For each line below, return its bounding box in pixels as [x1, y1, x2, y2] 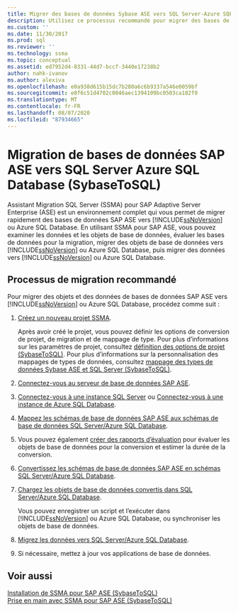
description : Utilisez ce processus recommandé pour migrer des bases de [7, 17, 230, 24]
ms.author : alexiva [7, 76, 65, 84]
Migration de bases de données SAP [7, 146, 225, 163]
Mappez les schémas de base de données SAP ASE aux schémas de [17, 414, 219, 422]
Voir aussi [7, 569, 52, 582]
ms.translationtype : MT [7, 97, 78, 104]
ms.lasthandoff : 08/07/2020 [7, 109, 91, 116]
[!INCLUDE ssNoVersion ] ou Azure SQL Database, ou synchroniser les [17, 514, 221, 523]
